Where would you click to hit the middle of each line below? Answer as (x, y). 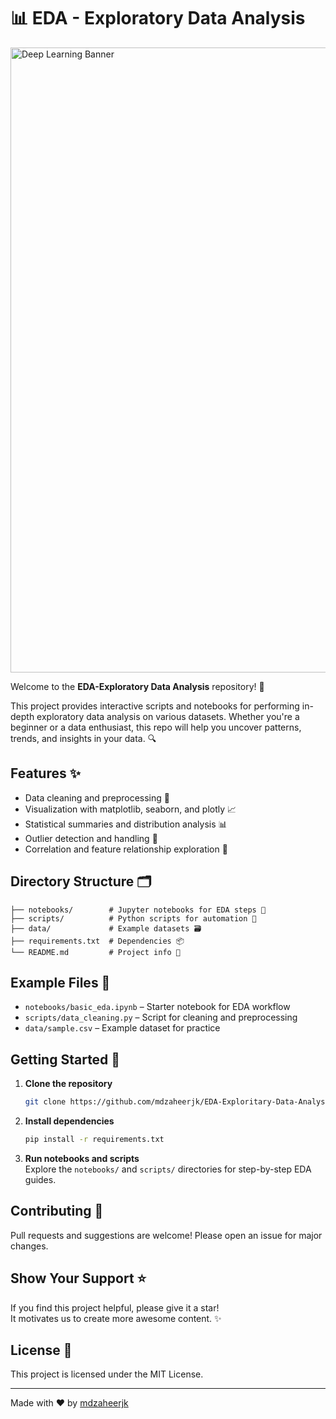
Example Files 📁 (60, 982)
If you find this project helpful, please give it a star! (115, 1307)
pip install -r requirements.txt (94, 1140)
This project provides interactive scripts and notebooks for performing (155, 706)
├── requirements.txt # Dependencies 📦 (97, 941)
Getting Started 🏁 (65, 1059)
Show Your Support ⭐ (78, 1278)
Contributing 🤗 (57, 1211)
